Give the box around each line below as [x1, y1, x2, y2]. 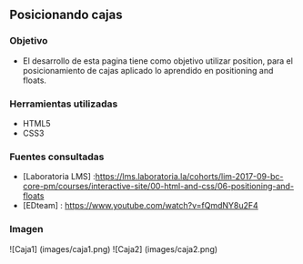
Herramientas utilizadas [9, 97, 118, 110]
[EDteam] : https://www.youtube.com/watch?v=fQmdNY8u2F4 [22, 200, 259, 211]
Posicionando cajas [9, 7, 123, 23]
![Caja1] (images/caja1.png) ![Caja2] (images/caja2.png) [9, 243, 218, 254]
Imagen [9, 223, 44, 236]
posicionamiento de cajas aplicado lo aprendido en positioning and [22, 65, 274, 76]
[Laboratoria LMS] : [22, 171, 96, 182]
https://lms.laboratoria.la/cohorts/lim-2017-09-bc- [95, 171, 284, 182]
